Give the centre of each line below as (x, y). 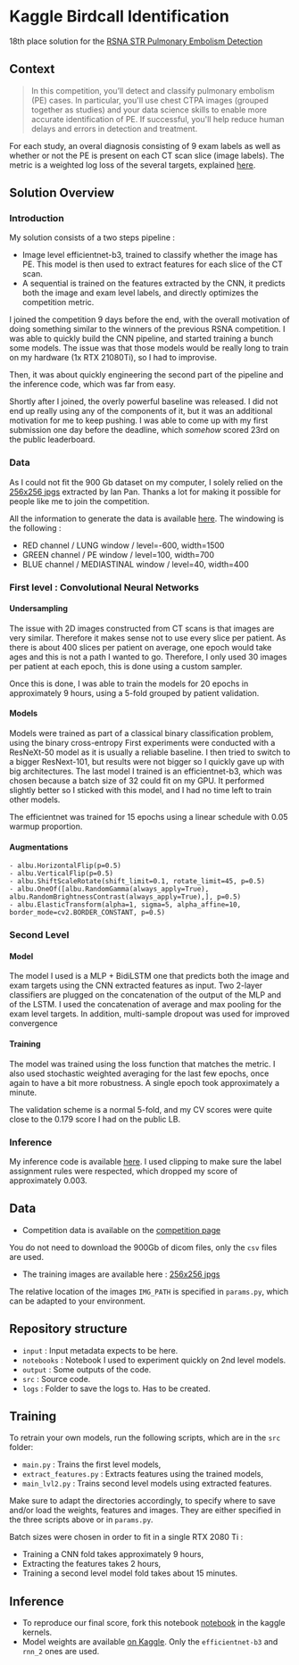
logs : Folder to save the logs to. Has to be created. (116, 1388)
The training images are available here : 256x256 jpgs (121, 1274)
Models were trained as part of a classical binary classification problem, (141, 733)
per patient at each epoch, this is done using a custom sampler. (126, 666)
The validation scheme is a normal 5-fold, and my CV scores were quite (141, 1109)
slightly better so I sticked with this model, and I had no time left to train (141, 791)
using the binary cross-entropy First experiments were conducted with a (142, 743)
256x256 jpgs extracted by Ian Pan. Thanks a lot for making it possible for (145, 492)
